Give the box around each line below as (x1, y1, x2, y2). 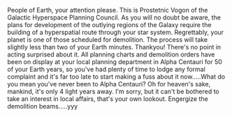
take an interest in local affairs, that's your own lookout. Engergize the (7, 95, 208, 103)
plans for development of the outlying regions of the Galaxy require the (7, 21, 212, 29)
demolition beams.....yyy (7, 102, 78, 110)
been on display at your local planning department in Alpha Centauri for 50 (7, 58, 222, 65)
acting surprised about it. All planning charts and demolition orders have (7, 50, 215, 58)
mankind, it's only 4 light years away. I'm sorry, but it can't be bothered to (7, 87, 220, 95)
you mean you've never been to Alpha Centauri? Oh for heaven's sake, (7, 80, 211, 88)
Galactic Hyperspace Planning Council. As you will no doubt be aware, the (7, 13, 222, 22)
